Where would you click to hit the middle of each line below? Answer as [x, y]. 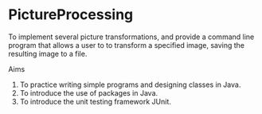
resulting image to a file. [48, 53]
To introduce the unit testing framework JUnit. [95, 101]
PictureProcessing [71, 15]
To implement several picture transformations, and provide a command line [131, 37]
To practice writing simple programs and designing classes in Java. [130, 85]
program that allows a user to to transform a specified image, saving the [127, 45]
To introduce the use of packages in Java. [89, 92]
